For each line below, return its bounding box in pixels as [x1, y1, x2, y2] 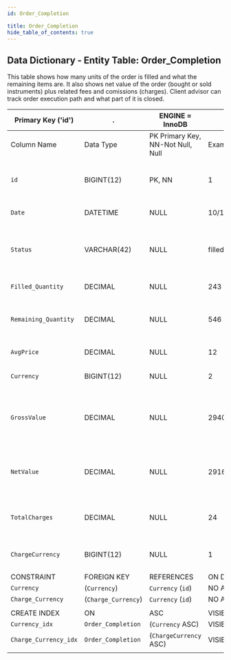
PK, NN [148, 175, 173, 185]
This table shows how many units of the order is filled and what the [7, 73, 197, 81]
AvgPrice [10, 349, 39, 356]
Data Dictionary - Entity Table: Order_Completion [7, 54, 221, 66]
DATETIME [84, 208, 119, 218]
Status [10, 246, 32, 254]
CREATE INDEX [10, 608, 60, 618]
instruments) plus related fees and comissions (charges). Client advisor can [7, 87, 221, 96]
